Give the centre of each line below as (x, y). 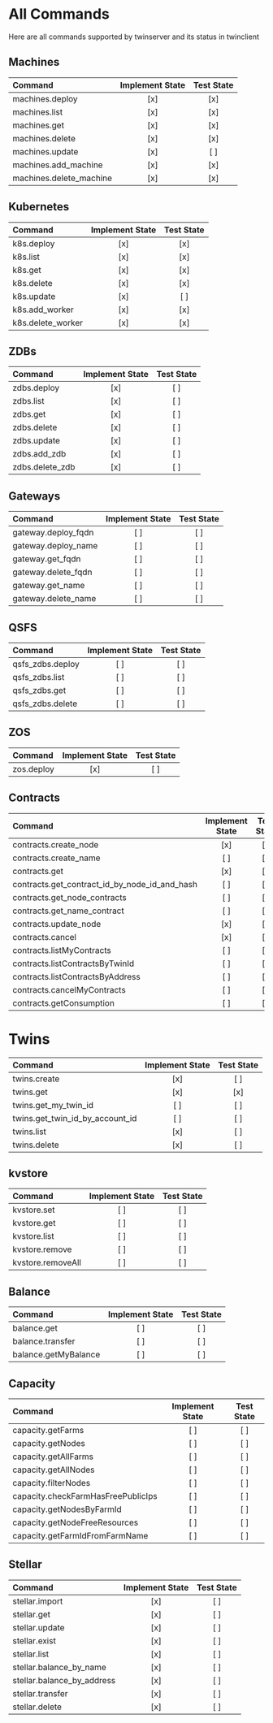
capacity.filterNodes (52, 1483)
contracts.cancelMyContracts (69, 989)
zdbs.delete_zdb (44, 467)
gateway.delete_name (54, 599)
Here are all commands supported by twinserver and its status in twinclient (134, 37)
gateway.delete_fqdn (52, 572)
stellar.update (39, 1627)
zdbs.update (37, 441)
